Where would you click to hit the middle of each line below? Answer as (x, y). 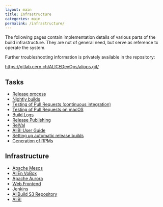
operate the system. (25, 48)
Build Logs (23, 115)
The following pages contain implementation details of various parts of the (80, 37)
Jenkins (20, 189)
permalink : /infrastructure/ (35, 23)
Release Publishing (31, 120)
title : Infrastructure (28, 14)
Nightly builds (26, 99)
